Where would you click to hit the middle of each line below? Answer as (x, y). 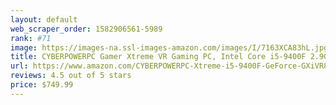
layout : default (44, 19)
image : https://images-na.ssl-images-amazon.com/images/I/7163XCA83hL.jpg (169, 47)
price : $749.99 (42, 85)
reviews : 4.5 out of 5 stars (71, 76)
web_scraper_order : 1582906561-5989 (86, 29)
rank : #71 (31, 38)
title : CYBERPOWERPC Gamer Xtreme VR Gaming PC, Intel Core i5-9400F (158, 57)
